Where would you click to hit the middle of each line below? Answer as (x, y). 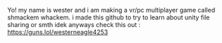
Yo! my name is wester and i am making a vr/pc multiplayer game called (111, 10)
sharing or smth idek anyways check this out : (74, 25)
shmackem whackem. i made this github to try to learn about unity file (109, 17)
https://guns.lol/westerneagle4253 (58, 32)
